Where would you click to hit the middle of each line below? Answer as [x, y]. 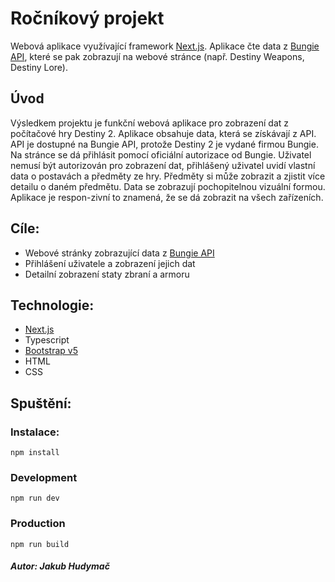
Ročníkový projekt [87, 18]
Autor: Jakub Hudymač [60, 566]
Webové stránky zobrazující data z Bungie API [119, 253]
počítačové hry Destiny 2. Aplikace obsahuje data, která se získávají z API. [163, 133]
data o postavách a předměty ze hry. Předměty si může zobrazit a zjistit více [168, 176]
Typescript [47, 340]
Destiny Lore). [39, 67]
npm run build [40, 544]
